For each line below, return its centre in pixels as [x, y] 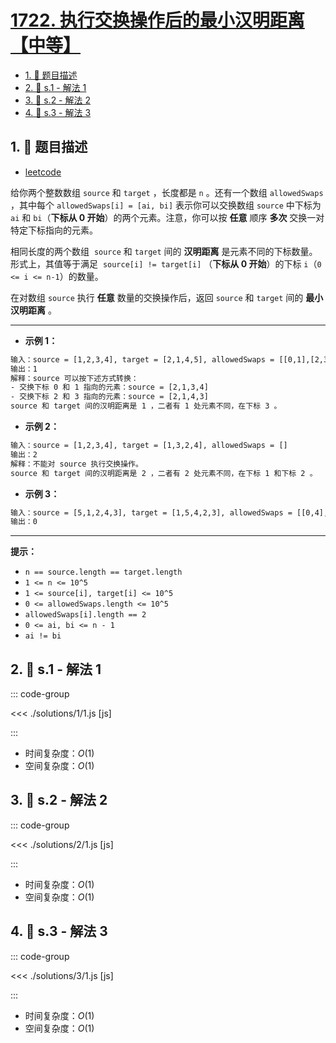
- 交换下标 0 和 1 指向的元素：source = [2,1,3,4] [109, 387]
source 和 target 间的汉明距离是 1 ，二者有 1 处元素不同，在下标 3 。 [146, 406]
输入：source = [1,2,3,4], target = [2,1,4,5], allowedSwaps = [142, 359]
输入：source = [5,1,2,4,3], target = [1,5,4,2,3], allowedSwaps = [151, 512]
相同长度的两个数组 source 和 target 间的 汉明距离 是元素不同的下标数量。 [164, 251]
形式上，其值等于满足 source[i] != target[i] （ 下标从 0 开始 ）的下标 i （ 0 [166, 263]
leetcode [43, 172]
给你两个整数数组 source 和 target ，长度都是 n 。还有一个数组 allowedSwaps [167, 192]
